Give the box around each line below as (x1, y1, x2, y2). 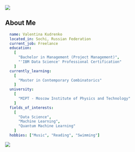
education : (9, 45, 32, 51)
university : (9, 87, 34, 92)
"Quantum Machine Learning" (18, 123, 76, 129)
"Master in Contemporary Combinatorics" (18, 77, 102, 83)
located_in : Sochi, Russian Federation (9, 37, 91, 41)
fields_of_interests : (9, 105, 54, 110)
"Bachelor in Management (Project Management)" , (18, 55, 120, 60)
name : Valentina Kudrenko (9, 32, 63, 37)
